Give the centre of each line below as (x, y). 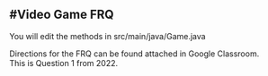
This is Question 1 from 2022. (64, 63)
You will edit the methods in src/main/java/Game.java (107, 36)
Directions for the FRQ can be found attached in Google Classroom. (134, 54)
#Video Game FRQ (62, 15)
